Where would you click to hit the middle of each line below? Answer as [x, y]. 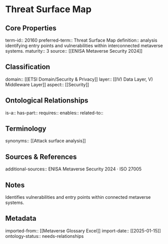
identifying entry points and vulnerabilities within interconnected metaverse [84, 46]
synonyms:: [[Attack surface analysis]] [46, 141]
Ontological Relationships [47, 101]
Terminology [26, 129]
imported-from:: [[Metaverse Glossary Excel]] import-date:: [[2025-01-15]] [83, 231]
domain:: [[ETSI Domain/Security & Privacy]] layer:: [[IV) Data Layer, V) [79, 79]
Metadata [21, 218]
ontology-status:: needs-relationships [44, 236]
